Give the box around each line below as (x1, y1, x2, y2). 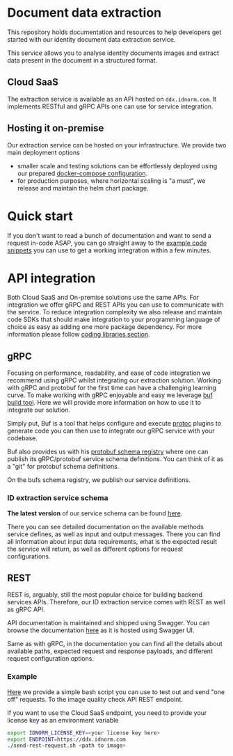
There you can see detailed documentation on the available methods (7, 522, 204, 531)
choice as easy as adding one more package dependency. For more (7, 323, 202, 331)
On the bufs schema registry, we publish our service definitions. (7, 476, 191, 484)
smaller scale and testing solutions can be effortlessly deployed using (17, 161, 218, 170)
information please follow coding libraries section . (7, 330, 151, 339)
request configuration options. (7, 654, 94, 663)
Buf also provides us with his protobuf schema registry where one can (7, 447, 209, 456)
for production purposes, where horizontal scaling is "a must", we (17, 176, 206, 185)
